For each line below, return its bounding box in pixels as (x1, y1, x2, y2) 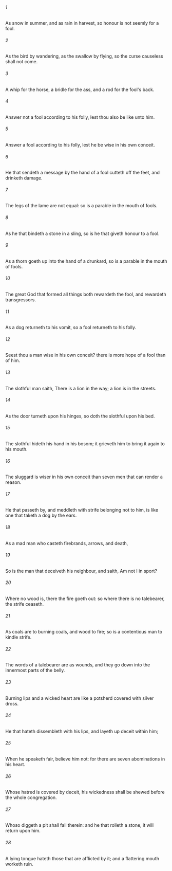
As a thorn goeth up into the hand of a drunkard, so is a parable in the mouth (5, 258, 167, 264)
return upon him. (5, 828, 41, 834)
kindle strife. (5, 634, 32, 640)
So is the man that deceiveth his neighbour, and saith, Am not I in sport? (5, 568, 158, 574)
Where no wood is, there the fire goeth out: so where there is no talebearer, (5, 595, 165, 602)
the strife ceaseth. (5, 601, 44, 607)
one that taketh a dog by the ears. (5, 512, 77, 519)
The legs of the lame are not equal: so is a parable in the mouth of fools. (5, 203, 158, 209)
